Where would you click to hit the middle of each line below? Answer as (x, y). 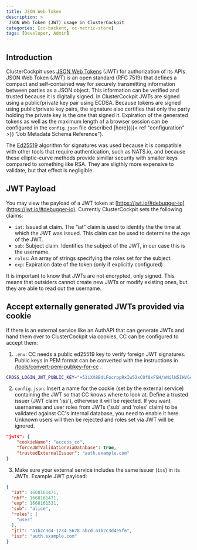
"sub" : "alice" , (31, 509)
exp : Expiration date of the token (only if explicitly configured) (89, 264)
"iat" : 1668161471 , (35, 492)
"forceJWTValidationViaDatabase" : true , (67, 448)
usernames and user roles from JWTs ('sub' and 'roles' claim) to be (96, 407)
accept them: (22, 342)
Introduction (29, 57)
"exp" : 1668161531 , (35, 504)
